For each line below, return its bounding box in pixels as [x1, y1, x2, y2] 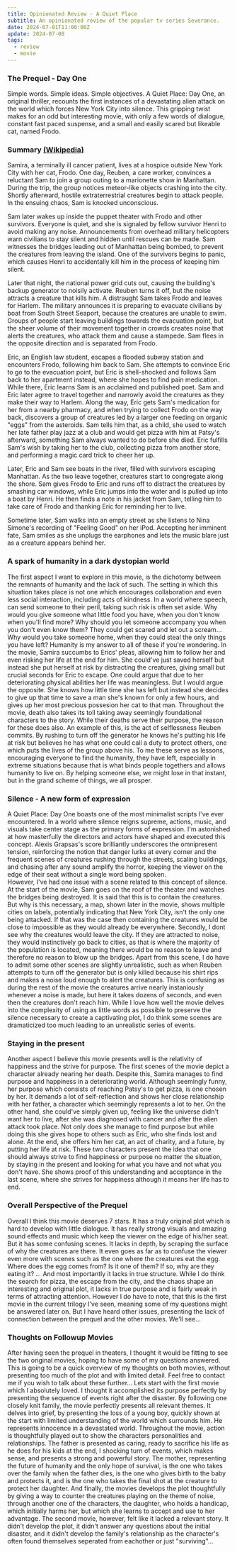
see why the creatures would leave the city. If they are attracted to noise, [7, 931, 220, 939]
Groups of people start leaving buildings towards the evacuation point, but [7, 316, 224, 325]
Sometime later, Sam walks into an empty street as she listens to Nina [7, 516, 210, 525]
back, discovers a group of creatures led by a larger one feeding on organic [7, 413, 228, 422]
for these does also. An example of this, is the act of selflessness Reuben [7, 723, 221, 731]
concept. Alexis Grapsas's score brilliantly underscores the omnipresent [7, 840, 218, 848]
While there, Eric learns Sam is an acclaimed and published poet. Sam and [7, 383, 224, 392]
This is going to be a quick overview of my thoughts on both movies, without [7, 1363, 230, 1372]
